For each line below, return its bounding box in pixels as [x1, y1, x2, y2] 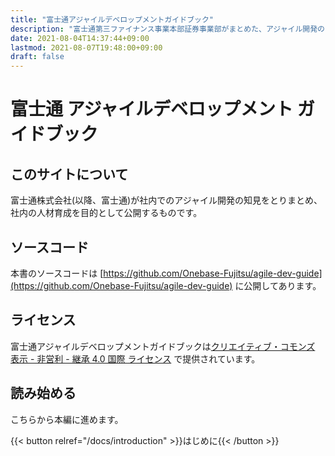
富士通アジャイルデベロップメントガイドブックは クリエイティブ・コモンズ [10, 340, 316, 352]
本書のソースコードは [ [10, 267, 104, 279]
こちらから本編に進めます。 [10, 413, 124, 425]
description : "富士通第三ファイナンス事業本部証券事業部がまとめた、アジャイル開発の [10, 24, 325, 34]
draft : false [10, 52, 65, 62]
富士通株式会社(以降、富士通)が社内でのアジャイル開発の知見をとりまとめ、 [10, 194, 323, 206]
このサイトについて [10, 166, 129, 183]
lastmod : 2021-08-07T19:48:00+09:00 [10, 42, 163, 53]
